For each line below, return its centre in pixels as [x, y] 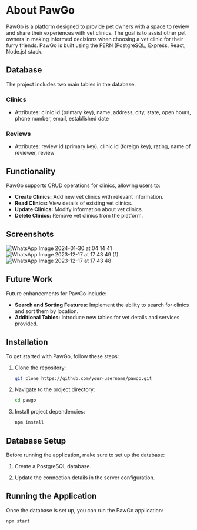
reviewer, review [34, 153]
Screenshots [30, 234]
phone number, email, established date [62, 119]
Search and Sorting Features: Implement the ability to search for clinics [102, 305]
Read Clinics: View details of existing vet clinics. [74, 203]
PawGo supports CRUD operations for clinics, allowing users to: [83, 185]
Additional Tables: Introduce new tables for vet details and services [97, 317]
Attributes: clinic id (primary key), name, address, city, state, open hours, [103, 112]
